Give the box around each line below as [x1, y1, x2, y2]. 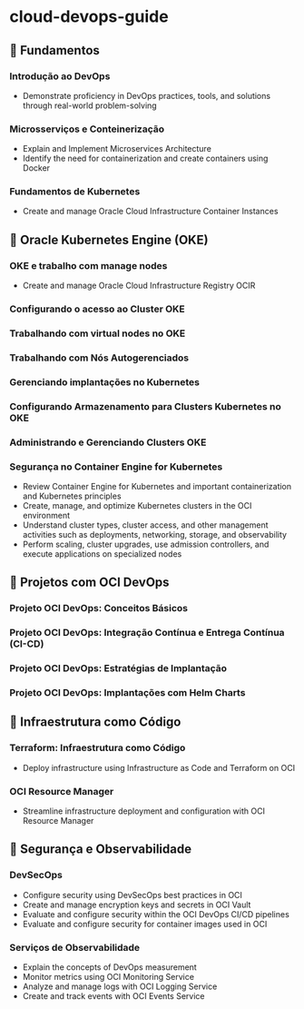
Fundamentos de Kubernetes [9, 185, 141, 198]
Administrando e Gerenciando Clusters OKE [9, 436, 207, 449]
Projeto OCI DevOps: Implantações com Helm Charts [9, 687, 246, 699]
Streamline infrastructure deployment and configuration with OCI [22, 806, 266, 816]
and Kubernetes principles [22, 490, 122, 501]
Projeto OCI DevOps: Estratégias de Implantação [9, 662, 228, 675]
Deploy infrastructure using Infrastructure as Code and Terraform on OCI [22, 762, 296, 773]
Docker [22, 163, 51, 173]
